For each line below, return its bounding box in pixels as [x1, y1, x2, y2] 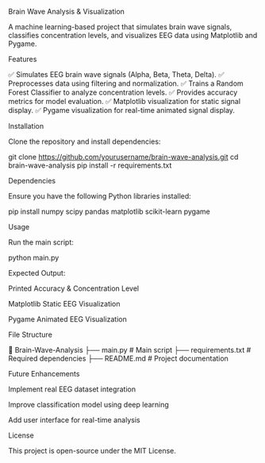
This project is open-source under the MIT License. [8, 446, 177, 455]
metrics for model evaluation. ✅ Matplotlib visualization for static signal [8, 97, 240, 106]
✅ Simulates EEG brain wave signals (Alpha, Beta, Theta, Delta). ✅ [8, 70, 225, 79]
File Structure [8, 330, 53, 339]
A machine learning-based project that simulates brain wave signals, [8, 22, 232, 31]
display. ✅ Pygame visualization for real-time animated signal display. [8, 106, 236, 114]
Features [8, 55, 37, 64]
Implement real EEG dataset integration [8, 384, 136, 394]
